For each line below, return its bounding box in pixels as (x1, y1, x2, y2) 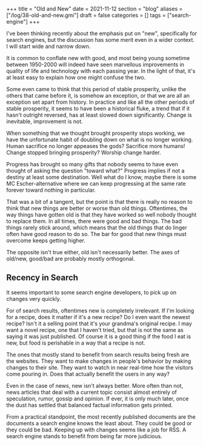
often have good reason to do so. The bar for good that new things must (6, 231, 187, 237)
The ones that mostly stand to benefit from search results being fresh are (6, 351, 190, 358)
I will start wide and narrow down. (6, 42, 91, 50)
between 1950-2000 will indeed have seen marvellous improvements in (6, 61, 185, 68)
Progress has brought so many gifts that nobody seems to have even (6, 161, 179, 167)
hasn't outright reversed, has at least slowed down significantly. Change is (6, 112, 192, 118)
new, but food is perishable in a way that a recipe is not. (6, 339, 145, 346)
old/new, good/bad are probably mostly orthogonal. (6, 255, 135, 262)
